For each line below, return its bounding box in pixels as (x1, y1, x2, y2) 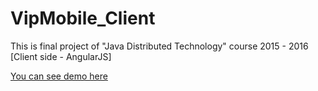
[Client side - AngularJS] (10, 50, 112, 62)
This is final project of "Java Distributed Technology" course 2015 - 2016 (10, 40, 309, 52)
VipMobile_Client (10, 7, 156, 30)
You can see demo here (10, 70, 108, 82)
